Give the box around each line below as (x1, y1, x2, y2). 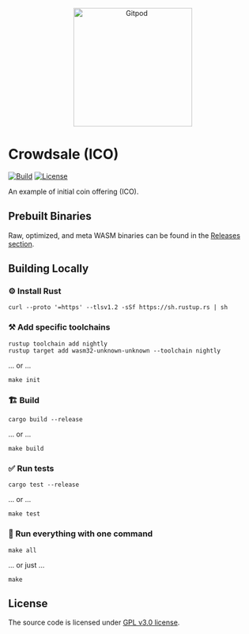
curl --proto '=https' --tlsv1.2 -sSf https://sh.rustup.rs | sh (8, 304, 228, 311)
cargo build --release (8, 416, 83, 424)
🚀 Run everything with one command (8, 528, 153, 539)
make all (8, 546, 37, 554)
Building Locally (8, 262, 89, 276)
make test (8, 510, 41, 518)
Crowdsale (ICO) (8, 145, 119, 164)
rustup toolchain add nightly (8, 340, 108, 348)
